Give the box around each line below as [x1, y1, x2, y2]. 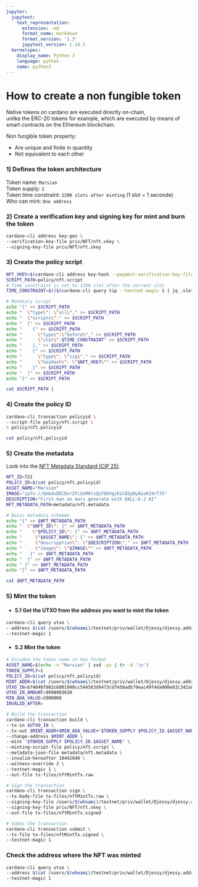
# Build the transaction [6, 711, 67, 717]
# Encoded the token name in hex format [6, 657, 107, 663]
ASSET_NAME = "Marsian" [6, 485, 60, 491]
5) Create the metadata [6, 449, 74, 458]
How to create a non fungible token [6, 89, 181, 102]
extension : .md [21, 25, 60, 31]
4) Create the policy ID [6, 400, 72, 409]
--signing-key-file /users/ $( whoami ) [6, 799, 99, 805]
